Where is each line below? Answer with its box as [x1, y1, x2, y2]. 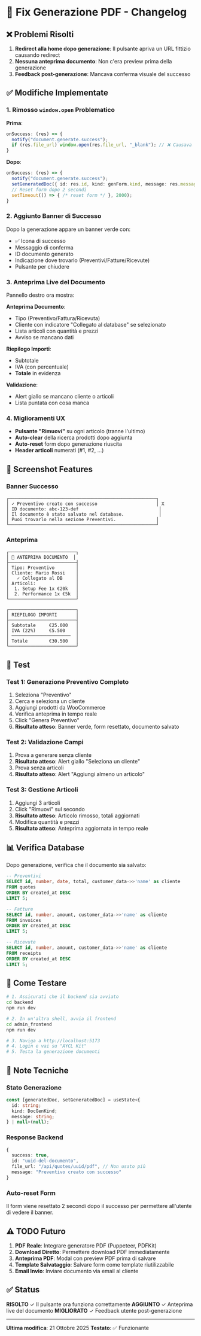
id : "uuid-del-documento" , [11, 1158, 79, 1164]
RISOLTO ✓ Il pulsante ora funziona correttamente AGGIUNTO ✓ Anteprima [6, 1301, 193, 1308]
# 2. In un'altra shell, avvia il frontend [6, 1015, 117, 1022]
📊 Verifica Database [6, 842, 85, 853]
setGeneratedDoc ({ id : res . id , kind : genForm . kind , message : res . [11, 181, 181, 187]
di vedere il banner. [6, 1209, 54, 1216]
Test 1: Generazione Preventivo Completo [6, 677, 129, 686]
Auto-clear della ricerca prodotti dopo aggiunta [14, 434, 133, 442]
